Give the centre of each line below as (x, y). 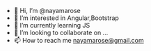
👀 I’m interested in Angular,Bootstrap (66, 18)
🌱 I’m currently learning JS (52, 25)
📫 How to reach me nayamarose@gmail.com (79, 40)
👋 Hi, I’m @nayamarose (47, 11)
